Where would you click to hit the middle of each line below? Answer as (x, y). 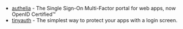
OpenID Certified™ (34, 14)
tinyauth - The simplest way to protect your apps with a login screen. (94, 20)
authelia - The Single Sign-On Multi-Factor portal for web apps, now (94, 8)
